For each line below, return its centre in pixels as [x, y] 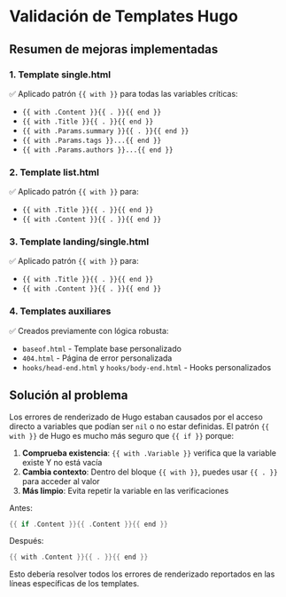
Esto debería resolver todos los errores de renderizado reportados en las [142, 574]
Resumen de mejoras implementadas [114, 49]
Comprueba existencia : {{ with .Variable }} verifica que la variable [149, 453]
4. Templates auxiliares [60, 311]
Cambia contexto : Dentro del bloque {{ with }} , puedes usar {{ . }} [150, 472]
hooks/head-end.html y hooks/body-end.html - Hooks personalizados [147, 367]
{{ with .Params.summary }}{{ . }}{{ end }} [105, 131]
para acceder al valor [61, 481]
